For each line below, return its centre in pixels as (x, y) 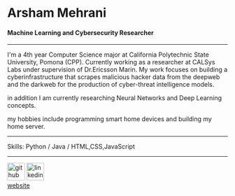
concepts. (22, 106)
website (19, 185)
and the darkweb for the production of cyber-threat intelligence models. (111, 85)
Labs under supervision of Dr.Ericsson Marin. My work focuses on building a (117, 70)
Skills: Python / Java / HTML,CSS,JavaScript (71, 147)
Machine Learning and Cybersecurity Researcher (80, 32)
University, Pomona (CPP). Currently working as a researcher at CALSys (111, 62)
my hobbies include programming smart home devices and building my (109, 119)
